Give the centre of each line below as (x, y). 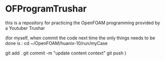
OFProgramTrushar (46, 9)
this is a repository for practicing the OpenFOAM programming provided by (83, 23)
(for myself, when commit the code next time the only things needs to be (80, 38)
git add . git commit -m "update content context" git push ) (66, 53)
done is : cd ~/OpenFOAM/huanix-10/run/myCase (56, 43)
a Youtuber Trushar (25, 28)
